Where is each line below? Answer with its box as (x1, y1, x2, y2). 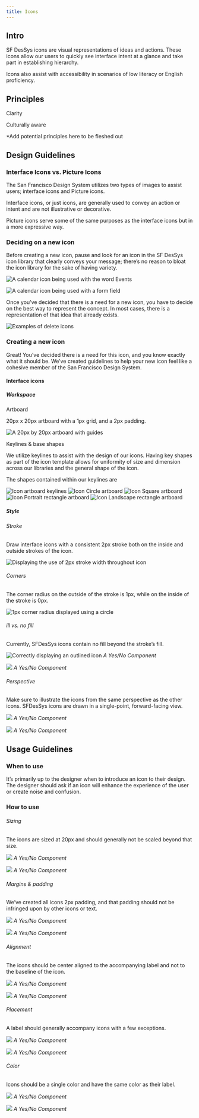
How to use (6, 803, 40, 811)
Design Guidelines (6, 150, 75, 160)
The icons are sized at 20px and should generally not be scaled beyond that (6, 836, 192, 843)
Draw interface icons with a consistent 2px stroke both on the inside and (6, 541, 184, 548)
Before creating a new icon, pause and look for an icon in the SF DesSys (6, 252, 183, 259)
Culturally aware (6, 121, 46, 128)
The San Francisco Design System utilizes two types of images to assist (6, 181, 182, 188)
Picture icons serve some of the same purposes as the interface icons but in (6, 217, 193, 224)
